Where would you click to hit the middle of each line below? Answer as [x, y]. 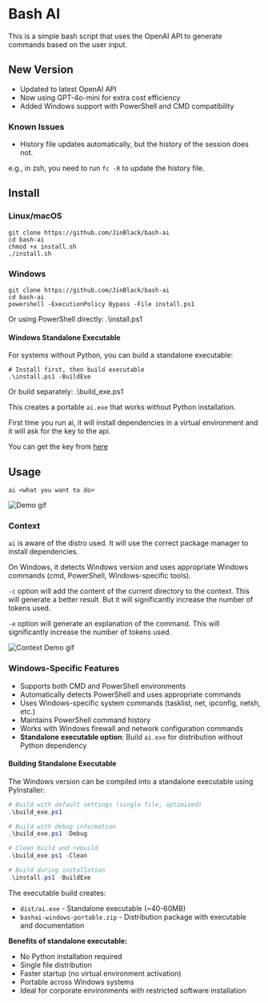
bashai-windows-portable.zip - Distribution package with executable [133, 917]
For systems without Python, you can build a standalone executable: [121, 355]
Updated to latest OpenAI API [68, 89]
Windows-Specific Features [64, 669]
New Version [41, 70]
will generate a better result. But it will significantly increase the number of [131, 600]
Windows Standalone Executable [65, 338]
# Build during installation [57, 870]
